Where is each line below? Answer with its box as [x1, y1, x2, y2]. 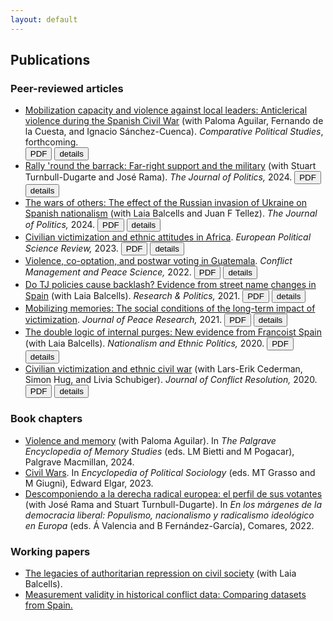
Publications [10, 52, 91, 69]
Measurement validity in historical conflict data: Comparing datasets [24, 588, 307, 600]
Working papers [10, 544, 91, 558]
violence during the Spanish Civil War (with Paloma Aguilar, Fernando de [24, 115, 324, 127]
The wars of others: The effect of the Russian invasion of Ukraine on [24, 197, 308, 209]
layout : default [10, 14, 78, 25]
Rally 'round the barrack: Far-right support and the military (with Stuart [24, 160, 317, 172]
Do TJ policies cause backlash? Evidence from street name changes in [24, 279, 317, 291]
